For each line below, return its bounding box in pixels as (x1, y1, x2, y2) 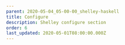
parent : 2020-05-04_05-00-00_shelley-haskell (6, 8, 119, 15)
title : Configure (6, 14, 49, 20)
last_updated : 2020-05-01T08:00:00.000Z (6, 30, 107, 36)
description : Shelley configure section (6, 19, 107, 25)
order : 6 (6, 25, 28, 31)
